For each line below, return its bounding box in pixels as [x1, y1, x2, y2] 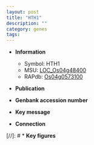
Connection [15, 120, 45, 128]
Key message [15, 108, 50, 116]
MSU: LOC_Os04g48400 [24, 66, 87, 74]
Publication [15, 85, 45, 92]
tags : [6, 32, 20, 38]
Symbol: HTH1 [24, 60, 60, 68]
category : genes [6, 26, 47, 32]
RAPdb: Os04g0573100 [24, 73, 83, 80]
